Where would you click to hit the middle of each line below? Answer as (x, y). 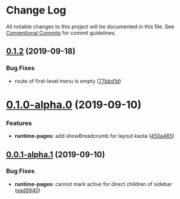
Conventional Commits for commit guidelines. (61, 32)
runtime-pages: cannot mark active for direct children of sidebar (93, 184)
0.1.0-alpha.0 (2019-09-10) (74, 105)
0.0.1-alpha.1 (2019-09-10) (56, 155)
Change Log (36, 10)
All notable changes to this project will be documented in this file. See (90, 26)
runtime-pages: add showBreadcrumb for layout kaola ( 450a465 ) (94, 136)
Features (19, 123)
